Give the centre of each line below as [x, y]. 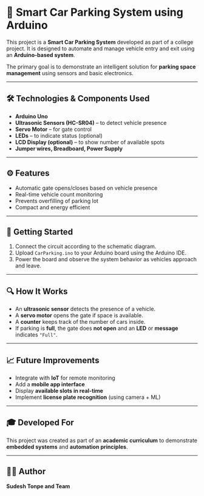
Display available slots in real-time [59, 391]
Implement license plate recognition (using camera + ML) [88, 397]
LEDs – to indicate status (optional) [59, 135]
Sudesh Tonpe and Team [38, 486]
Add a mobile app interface [50, 384]
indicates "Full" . [36, 335]
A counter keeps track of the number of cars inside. [80, 322]
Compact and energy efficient [53, 207]
